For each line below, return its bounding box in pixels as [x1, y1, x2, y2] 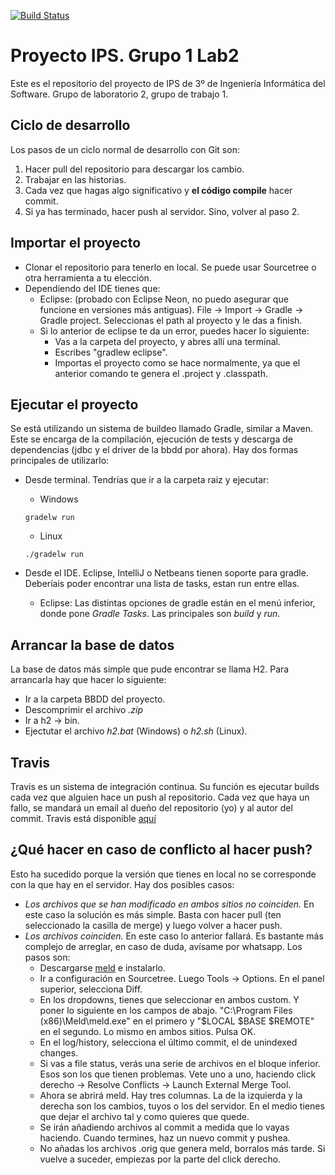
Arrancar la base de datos [10, 636, 175, 654]
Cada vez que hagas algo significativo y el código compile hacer [24, 184, 293, 196]
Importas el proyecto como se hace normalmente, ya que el [54, 356, 301, 369]
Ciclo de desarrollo [10, 117, 131, 134]
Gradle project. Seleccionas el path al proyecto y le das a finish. [39, 314, 303, 326]
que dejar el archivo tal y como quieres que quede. [39, 1110, 250, 1122]
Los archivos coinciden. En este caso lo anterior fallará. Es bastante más [24, 930, 324, 942]
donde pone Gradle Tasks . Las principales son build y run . [39, 608, 281, 620]
